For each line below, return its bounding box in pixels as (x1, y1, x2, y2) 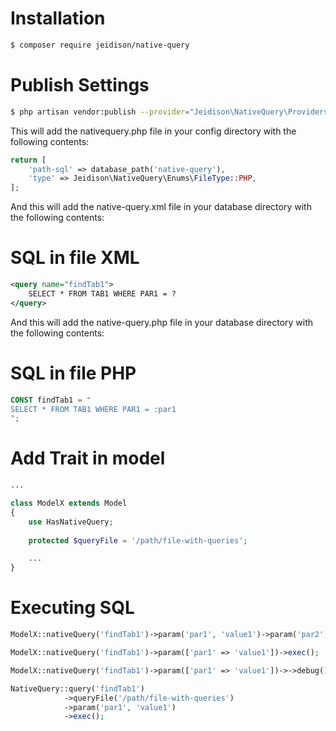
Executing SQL (10, 597, 135, 619)
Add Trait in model (10, 447, 166, 470)
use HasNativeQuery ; (28, 517, 114, 527)
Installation (10, 7, 106, 30)
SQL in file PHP (10, 362, 137, 384)
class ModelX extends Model (10, 498, 128, 509)
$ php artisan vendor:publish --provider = (10, 107, 190, 117)
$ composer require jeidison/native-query (10, 40, 190, 50)
